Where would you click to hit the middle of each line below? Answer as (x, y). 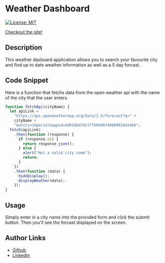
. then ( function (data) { (40, 171)
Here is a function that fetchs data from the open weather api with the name (82, 92)
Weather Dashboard (48, 9)
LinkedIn (21, 255)
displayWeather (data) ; (42, 181)
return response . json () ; (49, 144)
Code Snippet (27, 81)
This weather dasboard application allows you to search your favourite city (81, 60)
